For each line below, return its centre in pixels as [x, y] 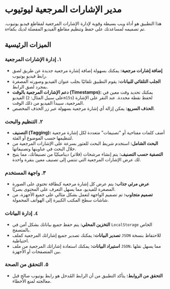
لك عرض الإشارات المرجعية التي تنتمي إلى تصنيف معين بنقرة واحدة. [76, 159]
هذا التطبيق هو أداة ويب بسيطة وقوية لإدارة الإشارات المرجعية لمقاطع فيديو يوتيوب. [83, 23]
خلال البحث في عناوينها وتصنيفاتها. [44, 149]
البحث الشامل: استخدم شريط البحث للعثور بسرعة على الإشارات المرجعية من [85, 143]
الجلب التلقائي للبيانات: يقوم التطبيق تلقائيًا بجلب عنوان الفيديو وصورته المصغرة [86, 81]
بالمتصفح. [21, 229]
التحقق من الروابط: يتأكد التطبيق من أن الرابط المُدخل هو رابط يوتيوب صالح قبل [88, 275]
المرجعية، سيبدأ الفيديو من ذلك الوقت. [48, 103]
